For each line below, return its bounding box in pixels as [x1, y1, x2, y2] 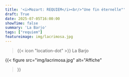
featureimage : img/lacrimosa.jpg [5, 35, 73, 39]
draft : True [5, 12, 29, 17]
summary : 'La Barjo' [5, 25, 47, 30]
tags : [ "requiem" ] [5, 30, 43, 35]
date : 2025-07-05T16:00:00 [5, 16, 60, 21]
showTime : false [5, 20, 38, 26]
